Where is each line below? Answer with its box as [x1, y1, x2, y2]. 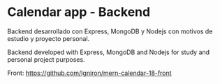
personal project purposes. [7, 55, 85, 63]
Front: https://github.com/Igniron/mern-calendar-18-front [7, 69, 173, 77]
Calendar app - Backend [7, 4, 151, 20]
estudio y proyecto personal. [7, 34, 90, 42]
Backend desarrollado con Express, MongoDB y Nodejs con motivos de [7, 27, 213, 35]
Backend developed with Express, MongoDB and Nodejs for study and [7, 48, 210, 56]
